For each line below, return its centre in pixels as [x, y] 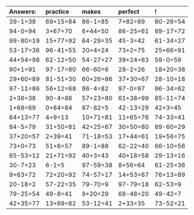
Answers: [23, 11]
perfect [129, 11]
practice [57, 11]
